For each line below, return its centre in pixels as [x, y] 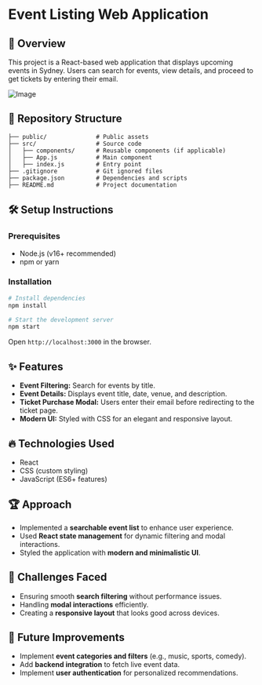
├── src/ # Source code [75, 144]
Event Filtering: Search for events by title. [87, 385]
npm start [24, 327]
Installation [30, 282]
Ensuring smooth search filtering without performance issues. [120, 596]
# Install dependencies [47, 298]
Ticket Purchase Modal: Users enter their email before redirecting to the [137, 403]
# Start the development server [61, 319]
